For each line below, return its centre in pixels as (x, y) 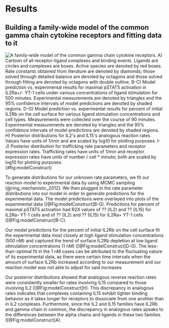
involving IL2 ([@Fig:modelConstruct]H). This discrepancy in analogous (79, 288)
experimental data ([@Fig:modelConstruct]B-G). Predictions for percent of (82, 204)
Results (21, 9)
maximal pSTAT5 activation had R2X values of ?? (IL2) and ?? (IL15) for (78, 209)
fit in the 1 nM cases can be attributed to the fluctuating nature (97, 251)
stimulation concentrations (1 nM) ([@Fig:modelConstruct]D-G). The (76, 246)
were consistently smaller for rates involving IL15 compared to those (76, 282)
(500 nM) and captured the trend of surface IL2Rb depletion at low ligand (81, 241)
